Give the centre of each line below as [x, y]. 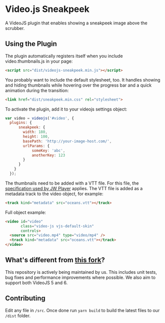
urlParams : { [36, 146]
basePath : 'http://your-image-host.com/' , [67, 141]
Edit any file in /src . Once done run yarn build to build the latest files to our [82, 310]
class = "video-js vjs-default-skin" [57, 226]
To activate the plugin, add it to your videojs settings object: [66, 109]
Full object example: [26, 212]
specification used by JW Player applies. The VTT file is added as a [74, 188]
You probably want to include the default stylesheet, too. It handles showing [83, 80]
